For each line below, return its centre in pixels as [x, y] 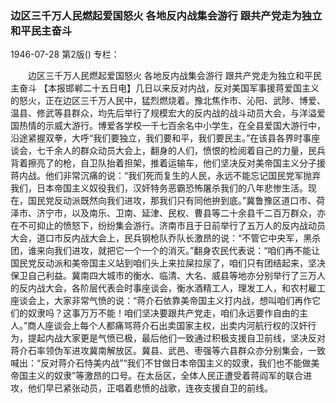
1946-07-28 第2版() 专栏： [65, 54]
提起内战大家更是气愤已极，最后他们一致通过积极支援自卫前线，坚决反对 [176, 338]
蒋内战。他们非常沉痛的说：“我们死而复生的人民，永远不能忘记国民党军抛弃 [166, 176]
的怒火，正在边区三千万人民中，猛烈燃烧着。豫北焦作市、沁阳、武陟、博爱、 [168, 101]
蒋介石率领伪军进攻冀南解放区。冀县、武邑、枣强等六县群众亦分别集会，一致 [168, 351]
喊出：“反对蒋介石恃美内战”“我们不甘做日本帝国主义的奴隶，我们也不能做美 [165, 363]
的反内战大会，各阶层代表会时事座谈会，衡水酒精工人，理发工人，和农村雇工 [168, 288]
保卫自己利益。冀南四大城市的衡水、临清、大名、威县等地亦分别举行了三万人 [168, 276]
